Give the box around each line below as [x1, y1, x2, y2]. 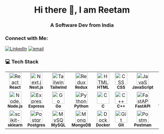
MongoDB [71, 122, 91, 128]
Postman [134, 122, 152, 128]
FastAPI [135, 103, 151, 109]
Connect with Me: [5, 35, 48, 42]
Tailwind [50, 84, 67, 90]
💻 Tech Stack [5, 58, 39, 65]
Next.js [29, 84, 43, 90]
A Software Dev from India [50, 22, 114, 29]
